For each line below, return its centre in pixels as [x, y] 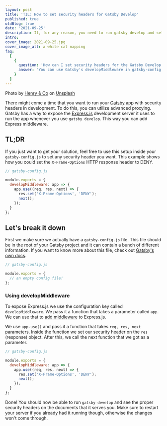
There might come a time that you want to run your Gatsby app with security [83, 103]
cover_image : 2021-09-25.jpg [35, 42]
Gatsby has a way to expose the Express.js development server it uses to [80, 113]
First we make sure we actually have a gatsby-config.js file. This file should [83, 240]
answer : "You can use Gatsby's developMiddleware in [74, 70]
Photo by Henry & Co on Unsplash [40, 93]
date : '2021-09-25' [25, 28]
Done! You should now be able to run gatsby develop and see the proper [79, 402]
